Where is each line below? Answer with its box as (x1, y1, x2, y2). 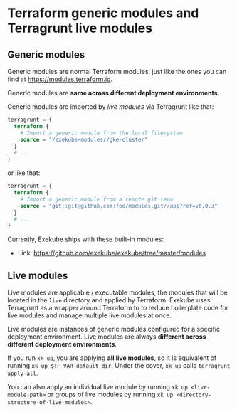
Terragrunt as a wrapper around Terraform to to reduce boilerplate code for (7, 304, 229, 312)
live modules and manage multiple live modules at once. (7, 311, 172, 319)
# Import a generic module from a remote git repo (20, 196, 174, 203)
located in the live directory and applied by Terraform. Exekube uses (7, 296, 211, 305)
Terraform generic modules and (7, 5, 199, 21)
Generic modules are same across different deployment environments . (7, 89, 220, 97)
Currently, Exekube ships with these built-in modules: (7, 235, 164, 243)
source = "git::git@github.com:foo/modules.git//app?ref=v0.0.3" (20, 202, 218, 209)
